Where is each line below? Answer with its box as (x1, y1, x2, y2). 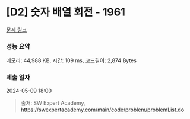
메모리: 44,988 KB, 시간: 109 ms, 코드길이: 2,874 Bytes (6, 57, 137, 64)
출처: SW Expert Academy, (20, 99, 85, 107)
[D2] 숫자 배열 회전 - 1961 (6, 5, 126, 19)
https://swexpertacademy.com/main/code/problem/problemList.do (20, 106, 185, 113)
